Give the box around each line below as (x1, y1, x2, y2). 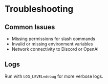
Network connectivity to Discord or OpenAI (11, 46, 99, 52)
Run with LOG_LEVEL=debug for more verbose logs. (4, 73, 104, 79)
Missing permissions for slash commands (11, 36, 96, 42)
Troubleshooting (4, 3, 74, 15)
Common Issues (4, 23, 55, 31)
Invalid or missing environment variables (11, 41, 93, 47)
